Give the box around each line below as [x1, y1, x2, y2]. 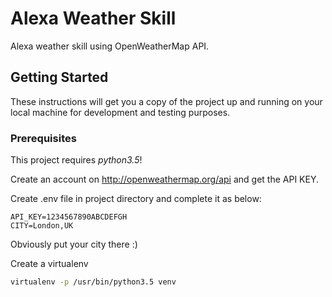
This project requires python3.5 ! [10, 154, 143, 166]
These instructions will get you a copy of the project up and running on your [10, 95, 323, 107]
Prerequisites [10, 131, 77, 145]
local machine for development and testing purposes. [10, 106, 231, 118]
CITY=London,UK [10, 221, 74, 231]
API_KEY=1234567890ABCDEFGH [10, 212, 128, 222]
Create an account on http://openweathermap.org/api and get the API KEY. [10, 173, 319, 186]
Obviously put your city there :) [10, 238, 138, 251]
